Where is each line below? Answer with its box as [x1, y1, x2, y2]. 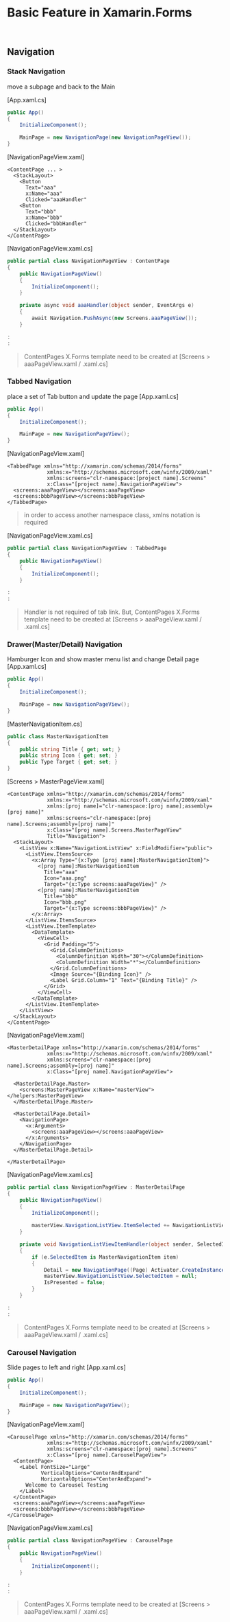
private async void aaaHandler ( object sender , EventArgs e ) [19, 302, 194, 309]
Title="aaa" [43, 869, 78, 876]
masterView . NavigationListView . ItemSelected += [31, 1222, 170, 1229]
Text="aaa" [25, 184, 57, 191]
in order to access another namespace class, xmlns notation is [23, 511, 201, 519]
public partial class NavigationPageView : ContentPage [7, 258, 170, 264]
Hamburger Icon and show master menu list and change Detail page [7, 655, 200, 663]
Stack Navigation [7, 67, 66, 76]
